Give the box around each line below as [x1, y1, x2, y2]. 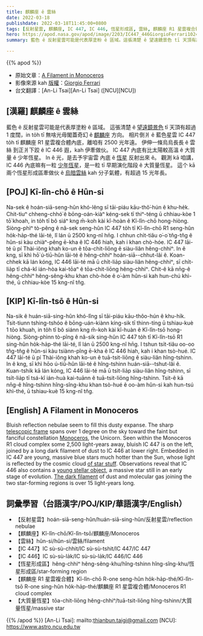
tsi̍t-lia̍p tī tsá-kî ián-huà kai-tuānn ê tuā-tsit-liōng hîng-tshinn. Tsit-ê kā [6, 374, 184, 382]
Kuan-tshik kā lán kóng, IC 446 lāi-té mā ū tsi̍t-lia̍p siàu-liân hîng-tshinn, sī [6, 367, 191, 374]
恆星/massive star [20, 604, 65, 612]
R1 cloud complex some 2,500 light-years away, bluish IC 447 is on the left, [6, 441, 193, 448]
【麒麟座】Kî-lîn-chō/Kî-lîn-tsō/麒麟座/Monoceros [14, 530, 140, 537]
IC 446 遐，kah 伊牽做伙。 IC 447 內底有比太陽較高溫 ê [45, 146, 184, 154]
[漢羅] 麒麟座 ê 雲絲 [6, 106, 79, 117]
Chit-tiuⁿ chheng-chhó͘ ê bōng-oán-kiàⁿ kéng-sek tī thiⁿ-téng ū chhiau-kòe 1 [6, 210, 196, 217]
